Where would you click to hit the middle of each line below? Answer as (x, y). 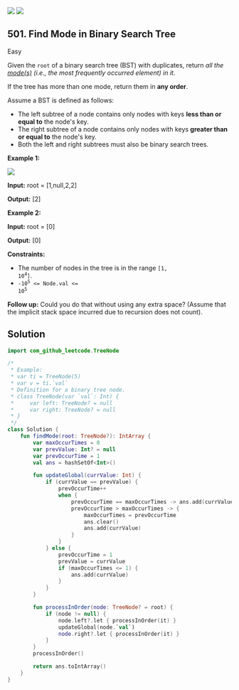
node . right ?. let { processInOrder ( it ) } (119, 634)
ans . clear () (101, 522)
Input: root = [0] (31, 226)
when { (68, 495)
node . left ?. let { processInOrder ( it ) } (117, 620)
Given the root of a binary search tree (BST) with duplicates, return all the (116, 65)
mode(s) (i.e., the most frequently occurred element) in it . (91, 73)
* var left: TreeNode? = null (62, 403)
